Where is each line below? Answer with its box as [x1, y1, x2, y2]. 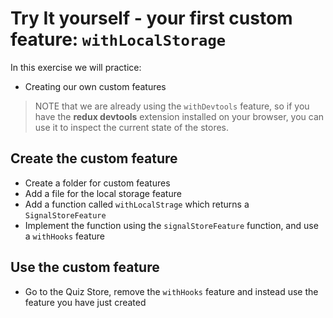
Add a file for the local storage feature [24, 187, 182, 199]
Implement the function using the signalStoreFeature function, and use [24, 219, 319, 231]
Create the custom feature [10, 150, 178, 167]
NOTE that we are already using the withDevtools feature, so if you [34, 100, 310, 112]
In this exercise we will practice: [10, 61, 142, 73]
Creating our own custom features [24, 80, 167, 92]
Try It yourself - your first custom [10, 7, 293, 30]
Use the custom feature [10, 259, 160, 276]
